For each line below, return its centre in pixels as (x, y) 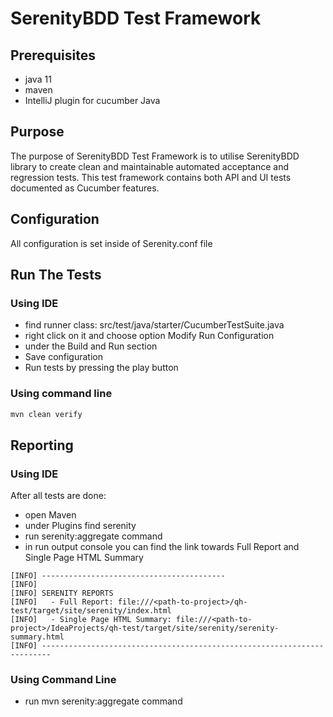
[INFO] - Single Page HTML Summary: (91, 620)
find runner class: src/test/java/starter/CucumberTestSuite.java (154, 325)
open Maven (50, 515)
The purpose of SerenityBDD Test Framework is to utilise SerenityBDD (155, 156)
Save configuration (63, 357)
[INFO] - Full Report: (62, 602)
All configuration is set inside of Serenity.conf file (111, 243)
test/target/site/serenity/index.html (91, 611)
